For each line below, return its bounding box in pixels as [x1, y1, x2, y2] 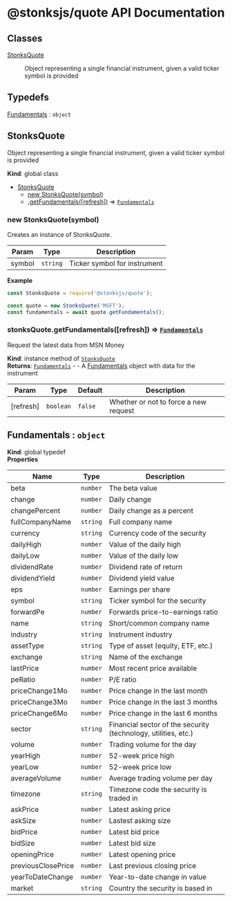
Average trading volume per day [108, 773, 213, 783]
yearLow [10, 762, 39, 772]
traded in [108, 793, 138, 803]
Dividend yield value [108, 573, 175, 583]
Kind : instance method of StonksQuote [7, 354, 115, 362]
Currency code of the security [108, 528, 207, 538]
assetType [10, 641, 45, 651]
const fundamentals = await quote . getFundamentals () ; [7, 308, 166, 316]
